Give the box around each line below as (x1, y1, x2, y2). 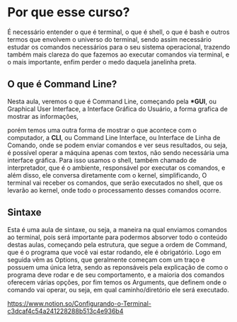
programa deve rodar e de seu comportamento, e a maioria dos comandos (7, 270, 225, 279)
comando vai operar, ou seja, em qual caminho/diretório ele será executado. (7, 285, 230, 294)
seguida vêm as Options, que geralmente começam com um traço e (7, 255, 205, 264)
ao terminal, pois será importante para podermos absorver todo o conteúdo (7, 233, 228, 241)
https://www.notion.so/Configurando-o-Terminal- (7, 299, 152, 308)
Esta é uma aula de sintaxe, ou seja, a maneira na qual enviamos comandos (7, 225, 228, 234)
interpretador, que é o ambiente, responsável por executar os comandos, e (7, 163, 226, 172)
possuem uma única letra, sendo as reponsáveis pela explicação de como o (7, 263, 229, 271)
